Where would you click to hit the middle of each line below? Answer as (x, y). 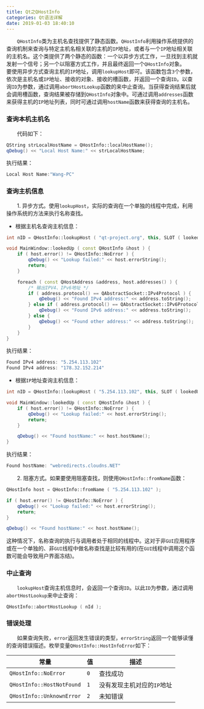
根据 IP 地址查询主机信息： (47, 381)
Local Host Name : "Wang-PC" (40, 175)
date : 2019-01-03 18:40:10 (40, 23)
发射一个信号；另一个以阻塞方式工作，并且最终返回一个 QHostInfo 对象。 (96, 64)
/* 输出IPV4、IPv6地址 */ (59, 288)
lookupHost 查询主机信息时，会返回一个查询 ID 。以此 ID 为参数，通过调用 (105, 588)
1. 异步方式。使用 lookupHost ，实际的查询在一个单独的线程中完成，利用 (105, 205)
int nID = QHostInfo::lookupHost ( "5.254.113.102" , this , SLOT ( (92, 392)
